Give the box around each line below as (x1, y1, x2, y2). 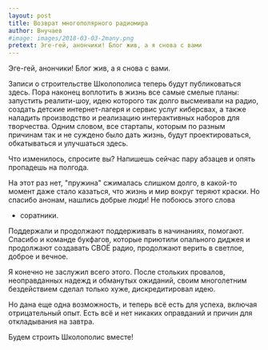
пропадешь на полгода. (8, 163, 90, 172)
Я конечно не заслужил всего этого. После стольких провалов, (8, 268, 226, 277)
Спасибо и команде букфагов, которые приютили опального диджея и (8, 235, 250, 244)
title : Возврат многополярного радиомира (8, 19, 149, 27)
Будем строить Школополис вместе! (8, 332, 134, 342)
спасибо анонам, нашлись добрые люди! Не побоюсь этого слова (8, 195, 236, 205)
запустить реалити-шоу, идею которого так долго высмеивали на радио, (8, 96, 258, 106)
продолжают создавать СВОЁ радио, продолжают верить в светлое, (8, 243, 245, 253)
